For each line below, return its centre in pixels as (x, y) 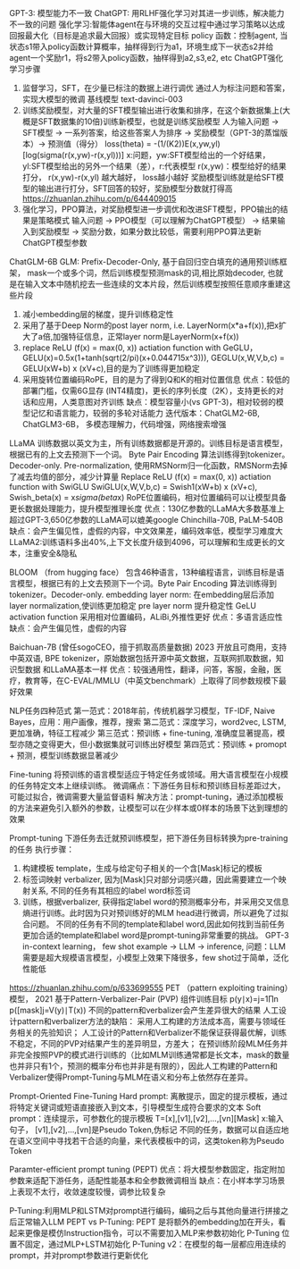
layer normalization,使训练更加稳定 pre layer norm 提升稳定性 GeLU (133, 605)
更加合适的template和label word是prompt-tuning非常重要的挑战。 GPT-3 (155, 935)
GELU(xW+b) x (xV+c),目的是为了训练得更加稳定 (111, 368)
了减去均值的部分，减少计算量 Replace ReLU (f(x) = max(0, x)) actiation (140, 477)
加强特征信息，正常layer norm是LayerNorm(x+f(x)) (146, 336)
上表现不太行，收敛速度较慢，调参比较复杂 (87, 1192)
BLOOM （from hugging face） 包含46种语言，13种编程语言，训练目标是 (143, 572)
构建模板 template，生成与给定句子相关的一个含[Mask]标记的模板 (142, 868)
